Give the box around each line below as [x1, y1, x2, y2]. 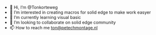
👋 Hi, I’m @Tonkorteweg [9, 5, 58, 10]
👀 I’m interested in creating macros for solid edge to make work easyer [9, 9, 151, 15]
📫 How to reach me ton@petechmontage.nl [9, 25, 98, 30]
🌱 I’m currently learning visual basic [9, 15, 81, 20]
